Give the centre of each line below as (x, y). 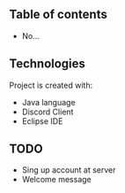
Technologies (48, 64)
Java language (49, 102)
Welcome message (57, 180)
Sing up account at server (69, 170)
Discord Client (48, 112)
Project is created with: (51, 85)
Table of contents (58, 15)
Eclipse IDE (42, 121)
